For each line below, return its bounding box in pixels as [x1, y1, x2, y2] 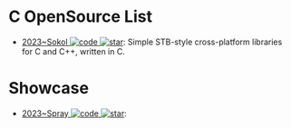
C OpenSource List [8, 6, 153, 27]
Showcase [8, 78, 90, 99]
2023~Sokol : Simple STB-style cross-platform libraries [21, 36, 283, 47]
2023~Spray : [21, 107, 128, 119]
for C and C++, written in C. [21, 45, 126, 56]
